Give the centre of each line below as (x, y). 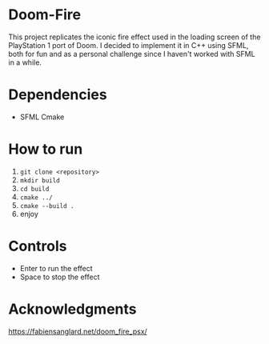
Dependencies (58, 95)
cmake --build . (47, 206)
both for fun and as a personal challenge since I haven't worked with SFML (132, 54)
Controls (38, 246)
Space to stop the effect (60, 277)
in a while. (25, 62)
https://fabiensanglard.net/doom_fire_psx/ (78, 331)
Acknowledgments (73, 309)
